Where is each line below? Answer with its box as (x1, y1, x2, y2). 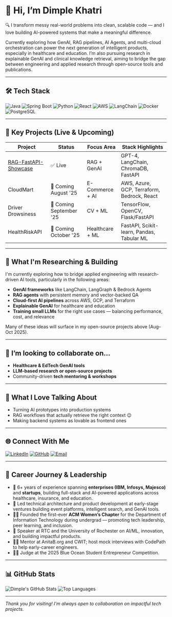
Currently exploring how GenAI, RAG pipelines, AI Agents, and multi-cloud (5, 39, 161, 45)
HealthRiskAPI (8, 228, 42, 235)
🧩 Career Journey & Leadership (5, 470, 107, 479)
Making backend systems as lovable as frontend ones (12, 417, 127, 424)
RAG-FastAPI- (8, 158, 44, 166)
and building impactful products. (12, 533, 81, 539)
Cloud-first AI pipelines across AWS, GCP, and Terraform (12, 297, 135, 304)
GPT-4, (121, 152, 139, 159)
